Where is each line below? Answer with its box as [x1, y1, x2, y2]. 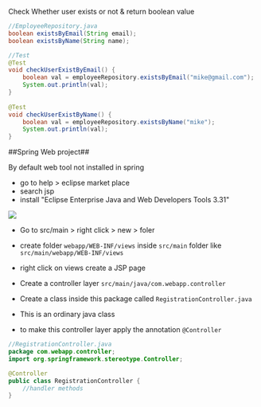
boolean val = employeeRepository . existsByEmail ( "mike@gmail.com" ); [22, 73, 255, 82]
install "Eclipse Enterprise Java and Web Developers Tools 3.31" [19, 195, 230, 205]
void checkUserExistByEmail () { [8, 66, 115, 74]
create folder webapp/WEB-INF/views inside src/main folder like [19, 241, 222, 250]
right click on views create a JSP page [19, 263, 146, 273]
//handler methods [22, 384, 84, 393]
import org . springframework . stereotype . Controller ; [8, 354, 183, 363]
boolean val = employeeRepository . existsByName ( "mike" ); [22, 118, 216, 126]
